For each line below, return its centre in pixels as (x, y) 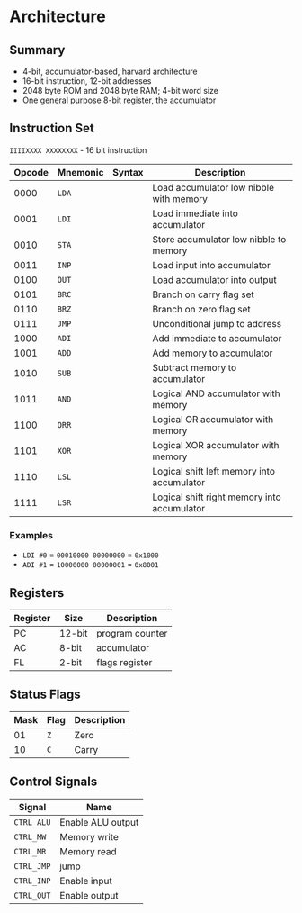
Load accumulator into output (214, 279)
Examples (31, 535)
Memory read (88, 851)
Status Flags (45, 695)
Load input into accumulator (212, 265)
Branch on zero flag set (202, 309)
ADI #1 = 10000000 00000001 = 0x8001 (90, 565)
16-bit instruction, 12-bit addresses (87, 81)
